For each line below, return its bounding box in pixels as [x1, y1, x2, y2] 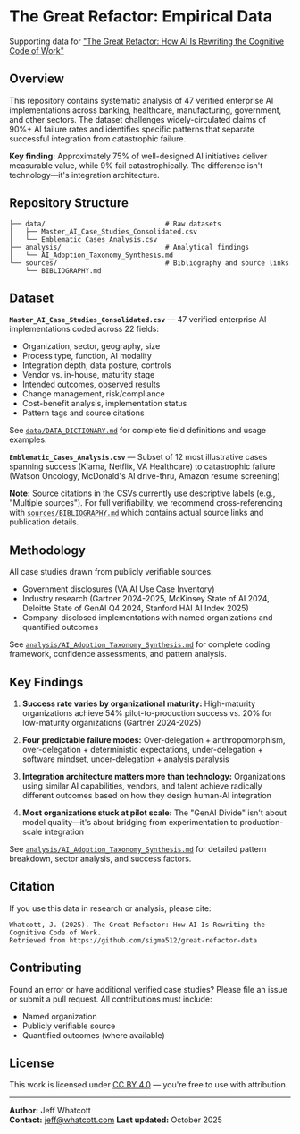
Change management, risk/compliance [21, 388, 165, 399]
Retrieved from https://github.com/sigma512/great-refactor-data [9, 935, 257, 945]
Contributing [9, 960, 82, 976]
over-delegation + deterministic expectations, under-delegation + [21, 745, 263, 755]
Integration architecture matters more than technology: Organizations [21, 772, 286, 781]
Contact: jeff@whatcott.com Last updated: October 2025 [9, 1114, 223, 1125]
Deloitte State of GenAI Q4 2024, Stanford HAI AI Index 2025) [21, 602, 250, 614]
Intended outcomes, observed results [21, 379, 161, 390]
